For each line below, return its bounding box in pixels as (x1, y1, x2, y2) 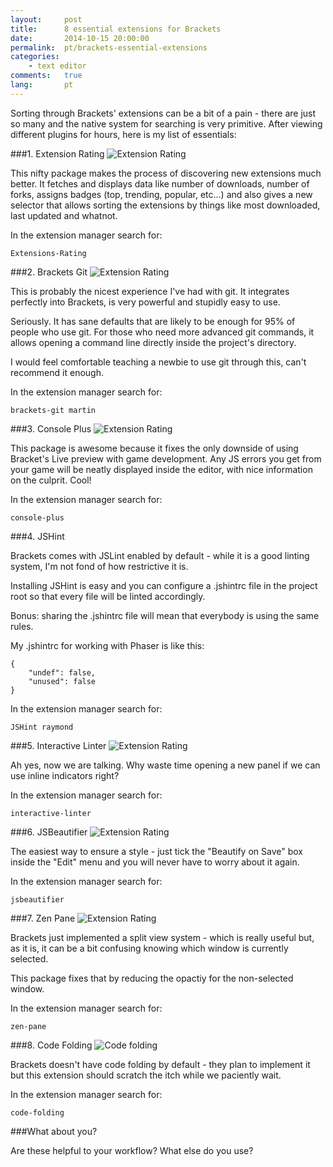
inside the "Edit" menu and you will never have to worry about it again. (10, 856, 300, 868)
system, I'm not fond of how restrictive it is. (10, 560, 189, 572)
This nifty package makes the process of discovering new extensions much (10, 167, 322, 179)
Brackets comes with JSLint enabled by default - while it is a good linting (10, 549, 310, 561)
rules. (10, 620, 34, 632)
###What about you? (10, 1125, 98, 1137)
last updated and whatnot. (10, 209, 118, 221)
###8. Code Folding (10, 1039, 93, 1051)
